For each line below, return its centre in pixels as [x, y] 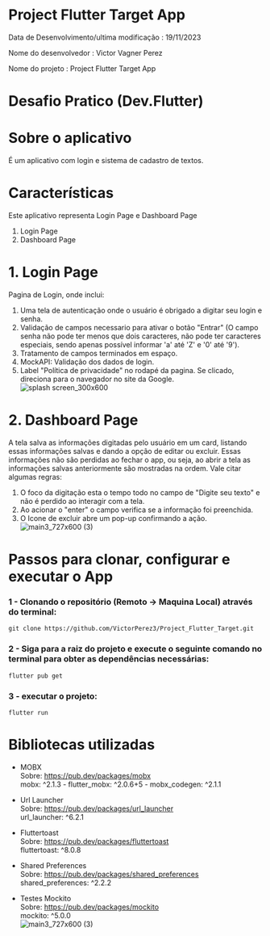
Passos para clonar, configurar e [119, 560]
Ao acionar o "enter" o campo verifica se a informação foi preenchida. [137, 510]
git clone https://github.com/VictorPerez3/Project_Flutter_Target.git [131, 629]
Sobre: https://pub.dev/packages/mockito [89, 907]
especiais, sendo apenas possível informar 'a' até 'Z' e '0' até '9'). [130, 344]
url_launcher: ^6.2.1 [52, 816]
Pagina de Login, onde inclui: [56, 294]
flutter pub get [35, 676]
